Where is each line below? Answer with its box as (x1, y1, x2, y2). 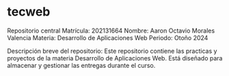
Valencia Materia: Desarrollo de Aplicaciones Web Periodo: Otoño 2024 (7, 33, 208, 41)
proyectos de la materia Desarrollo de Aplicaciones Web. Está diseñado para (7, 54, 223, 62)
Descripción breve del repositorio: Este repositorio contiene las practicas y (7, 47, 217, 55)
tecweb (7, 4, 51, 20)
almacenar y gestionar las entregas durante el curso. (7, 61, 156, 69)
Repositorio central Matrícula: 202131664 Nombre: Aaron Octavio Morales (7, 26, 215, 35)
